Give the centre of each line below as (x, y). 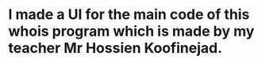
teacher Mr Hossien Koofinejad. (116, 48)
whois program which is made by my (131, 31)
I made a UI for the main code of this (129, 15)
